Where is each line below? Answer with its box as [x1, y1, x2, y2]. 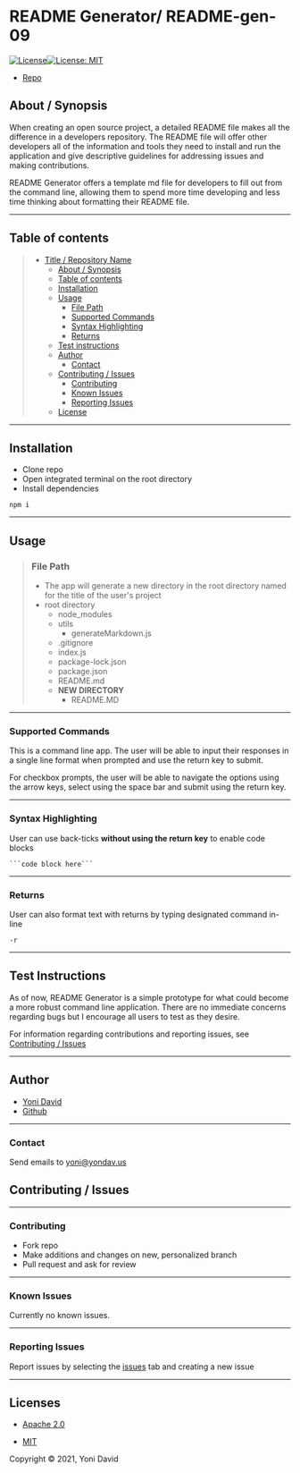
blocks [9, 842, 34, 853]
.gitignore [57, 638, 94, 648]
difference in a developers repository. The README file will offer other [9, 131, 268, 142]
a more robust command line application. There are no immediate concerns [9, 1002, 287, 1012]
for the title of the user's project [44, 590, 162, 601]
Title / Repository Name [44, 254, 132, 265]
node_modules [57, 609, 113, 620]
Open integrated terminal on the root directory [21, 474, 193, 485]
